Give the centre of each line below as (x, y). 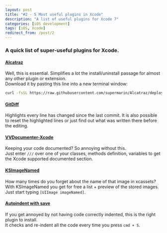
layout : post (19, 10)
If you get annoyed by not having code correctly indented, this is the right (80, 214)
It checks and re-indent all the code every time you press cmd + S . (73, 225)
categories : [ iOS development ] (38, 24)
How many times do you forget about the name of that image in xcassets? (81, 181)
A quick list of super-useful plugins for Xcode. (62, 50)
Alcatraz (14, 62)
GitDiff (12, 104)
